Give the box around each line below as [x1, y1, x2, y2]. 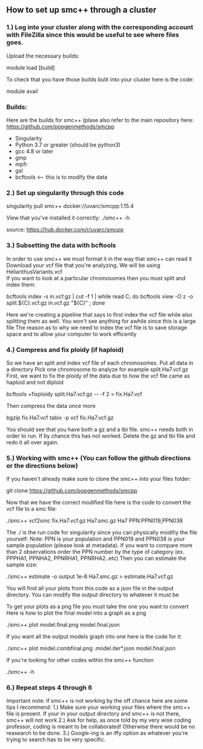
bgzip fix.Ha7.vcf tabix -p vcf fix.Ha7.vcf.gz [6, 413, 114, 421]
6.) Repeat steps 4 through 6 [6, 683, 93, 692]
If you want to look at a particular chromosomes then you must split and [6, 274, 186, 281]
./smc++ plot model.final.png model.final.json [6, 621, 120, 629]
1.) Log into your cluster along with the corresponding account [6, 23, 194, 32]
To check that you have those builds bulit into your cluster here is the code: [6, 75, 195, 83]
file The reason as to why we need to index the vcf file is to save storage [6, 323, 187, 331]
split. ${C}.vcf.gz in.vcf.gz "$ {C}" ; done [6, 299, 105, 306]
